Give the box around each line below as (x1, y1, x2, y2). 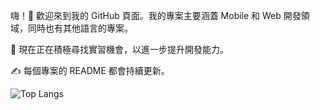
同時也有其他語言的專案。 (27, 22, 133, 34)
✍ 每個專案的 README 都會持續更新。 (10, 65, 170, 76)
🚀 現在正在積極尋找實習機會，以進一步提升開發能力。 (10, 44, 230, 55)
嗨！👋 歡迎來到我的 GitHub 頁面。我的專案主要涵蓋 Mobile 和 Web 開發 (10, 10, 302, 21)
